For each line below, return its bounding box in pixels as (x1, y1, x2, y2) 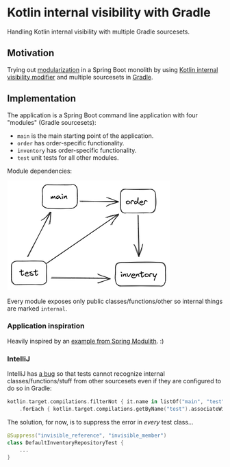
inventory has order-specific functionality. (16, 146, 137, 154)
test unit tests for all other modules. (16, 153, 119, 162)
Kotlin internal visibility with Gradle (7, 5, 211, 21)
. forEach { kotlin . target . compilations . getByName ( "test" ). (19, 406, 192, 413)
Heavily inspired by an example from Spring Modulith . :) (7, 337, 164, 345)
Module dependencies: (7, 167, 73, 175)
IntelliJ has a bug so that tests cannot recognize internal (7, 370, 166, 378)
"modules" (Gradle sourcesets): (7, 118, 97, 126)
